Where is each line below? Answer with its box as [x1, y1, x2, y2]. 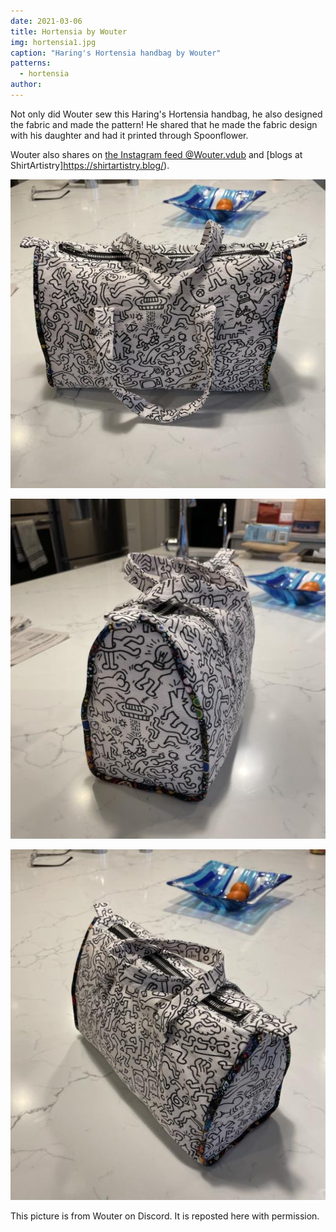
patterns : [10, 58, 52, 69]
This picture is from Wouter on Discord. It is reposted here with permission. [10, 1210, 320, 1222]
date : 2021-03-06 [10, 16, 83, 26]
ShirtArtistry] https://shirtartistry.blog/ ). [10, 159, 170, 171]
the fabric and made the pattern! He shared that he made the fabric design [10, 118, 318, 130]
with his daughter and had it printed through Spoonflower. [10, 129, 249, 141]
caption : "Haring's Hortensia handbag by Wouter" [10, 48, 222, 58]
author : [10, 80, 43, 90]
